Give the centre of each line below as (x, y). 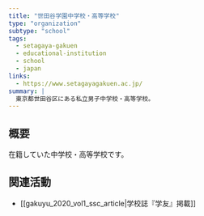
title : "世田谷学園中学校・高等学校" (64, 16)
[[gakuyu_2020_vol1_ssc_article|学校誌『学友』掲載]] (108, 203)
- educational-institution (61, 53)
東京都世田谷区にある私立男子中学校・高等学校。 (85, 99)
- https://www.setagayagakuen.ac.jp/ (79, 83)
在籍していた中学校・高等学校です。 (68, 155)
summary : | (27, 91)
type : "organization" (45, 23)
